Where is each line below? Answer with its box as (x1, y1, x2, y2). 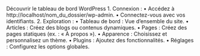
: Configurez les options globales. (6, 43, 90, 50)
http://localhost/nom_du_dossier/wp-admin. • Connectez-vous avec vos (6, 11, 186, 18)
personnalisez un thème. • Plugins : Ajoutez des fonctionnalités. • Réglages (6, 37, 194, 43)
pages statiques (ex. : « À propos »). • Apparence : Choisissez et (6, 30, 167, 38)
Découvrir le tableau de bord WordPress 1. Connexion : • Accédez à (6, 5, 175, 12)
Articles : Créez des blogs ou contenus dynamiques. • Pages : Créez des (6, 24, 187, 31)
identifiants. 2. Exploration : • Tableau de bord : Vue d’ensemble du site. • (6, 18, 189, 24)
